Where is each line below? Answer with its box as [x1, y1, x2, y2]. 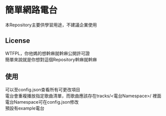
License [5, 37, 30, 45]
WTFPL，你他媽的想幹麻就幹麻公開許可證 [5, 50, 90, 56]
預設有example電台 [5, 105, 45, 111]
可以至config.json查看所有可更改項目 [5, 86, 81, 92]
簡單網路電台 [5, 4, 58, 16]
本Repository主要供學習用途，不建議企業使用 [5, 22, 97, 28]
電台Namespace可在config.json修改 [5, 99, 79, 105]
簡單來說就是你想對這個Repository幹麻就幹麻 [5, 57, 97, 62]
